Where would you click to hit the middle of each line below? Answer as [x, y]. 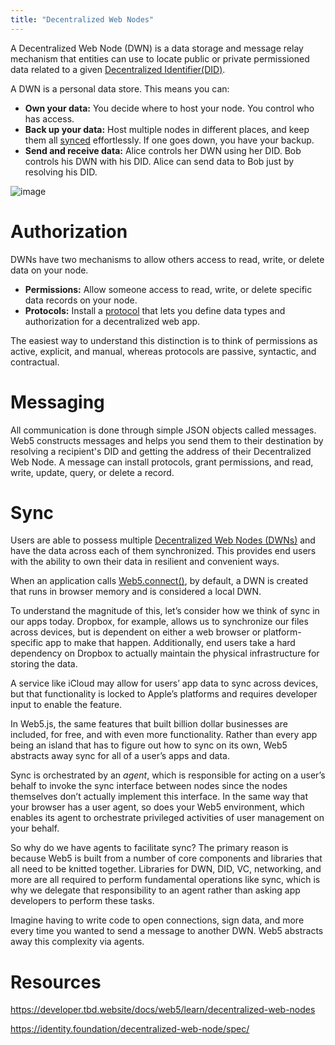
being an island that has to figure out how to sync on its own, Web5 [149, 745]
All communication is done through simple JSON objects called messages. [163, 430]
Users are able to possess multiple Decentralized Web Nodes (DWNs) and [163, 540]
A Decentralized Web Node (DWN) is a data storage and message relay [157, 48]
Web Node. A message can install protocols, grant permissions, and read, [162, 462]
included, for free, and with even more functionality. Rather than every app [164, 735]
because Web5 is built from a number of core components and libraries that [166, 858]
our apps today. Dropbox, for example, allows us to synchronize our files [159, 622]
